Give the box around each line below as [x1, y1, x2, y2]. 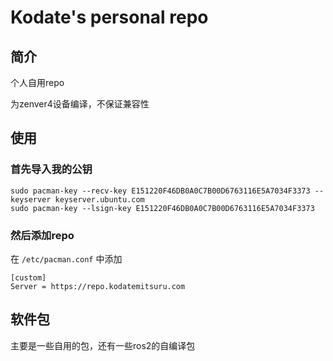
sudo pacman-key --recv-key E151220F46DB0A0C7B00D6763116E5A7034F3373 [10, 186, 311, 196]
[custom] [10, 272, 47, 283]
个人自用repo [10, 77, 65, 88]
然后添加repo [10, 228, 75, 242]
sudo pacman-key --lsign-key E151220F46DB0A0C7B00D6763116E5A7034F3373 [10, 203, 315, 213]
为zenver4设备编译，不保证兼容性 [10, 98, 150, 110]
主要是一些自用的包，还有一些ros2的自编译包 [10, 339, 196, 351]
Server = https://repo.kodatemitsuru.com [10, 281, 186, 291]
